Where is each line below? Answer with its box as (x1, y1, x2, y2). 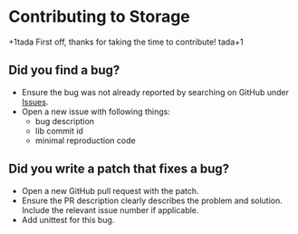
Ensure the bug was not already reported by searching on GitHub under (21, 86, 290, 97)
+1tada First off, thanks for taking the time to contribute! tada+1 (8, 36, 244, 47)
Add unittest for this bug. (21, 214, 115, 225)
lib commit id (34, 125, 83, 136)
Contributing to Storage (8, 6, 191, 27)
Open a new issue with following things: (21, 106, 171, 117)
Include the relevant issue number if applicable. (21, 204, 199, 215)
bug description (34, 115, 95, 126)
